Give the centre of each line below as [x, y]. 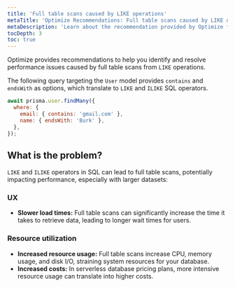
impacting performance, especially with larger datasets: [87, 180]
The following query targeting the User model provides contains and [105, 80]
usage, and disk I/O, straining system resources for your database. [113, 261]
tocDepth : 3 [24, 33]
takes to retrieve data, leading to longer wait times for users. [104, 220]
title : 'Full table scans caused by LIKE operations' [87, 14]
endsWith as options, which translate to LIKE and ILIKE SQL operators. [108, 88]
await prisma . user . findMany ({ [51, 101]
